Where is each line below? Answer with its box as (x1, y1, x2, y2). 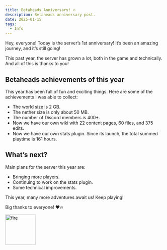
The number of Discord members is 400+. (12, 114, 101, 120)
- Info (10, 26, 24, 31)
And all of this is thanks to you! (5, 61, 69, 67)
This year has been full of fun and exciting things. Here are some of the (5, 88, 153, 94)
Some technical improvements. (12, 184, 77, 190)
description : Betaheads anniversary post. (5, 12, 96, 17)
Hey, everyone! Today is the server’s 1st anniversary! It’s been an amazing (5, 40, 158, 46)
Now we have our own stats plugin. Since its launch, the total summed (12, 130, 158, 136)
